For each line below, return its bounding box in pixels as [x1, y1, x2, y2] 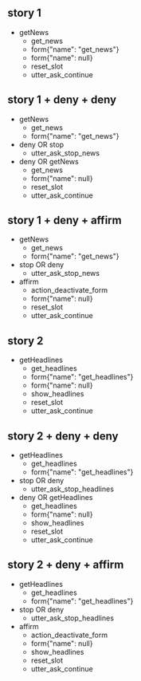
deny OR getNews [18, 156, 79, 166]
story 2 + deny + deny [7, 429, 119, 443]
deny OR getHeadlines [18, 493, 93, 502]
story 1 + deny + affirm [7, 214, 122, 227]
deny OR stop [18, 140, 65, 149]
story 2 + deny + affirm [7, 558, 124, 572]
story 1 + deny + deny [7, 93, 117, 107]
